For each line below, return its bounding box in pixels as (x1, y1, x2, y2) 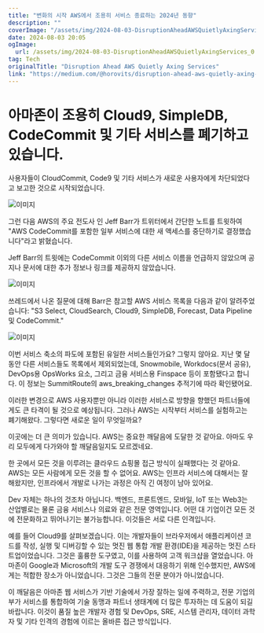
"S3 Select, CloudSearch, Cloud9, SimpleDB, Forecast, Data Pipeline (31, 306, 253, 315)
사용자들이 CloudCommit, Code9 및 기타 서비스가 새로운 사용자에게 (8, 173, 217, 182)
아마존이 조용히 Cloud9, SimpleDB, (8, 106, 229, 124)
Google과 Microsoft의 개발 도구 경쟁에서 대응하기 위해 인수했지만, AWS (28, 560, 250, 570)
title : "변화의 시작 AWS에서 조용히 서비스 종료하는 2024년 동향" (8, 11, 197, 20)
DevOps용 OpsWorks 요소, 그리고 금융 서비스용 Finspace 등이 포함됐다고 (8, 369, 236, 378)
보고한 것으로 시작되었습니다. (16, 182, 105, 193)
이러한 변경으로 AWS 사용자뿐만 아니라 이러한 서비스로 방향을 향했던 (8, 395, 217, 405)
